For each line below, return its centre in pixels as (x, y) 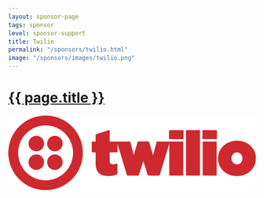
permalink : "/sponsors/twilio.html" (68, 50)
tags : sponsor (31, 25)
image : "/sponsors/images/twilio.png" (71, 58)
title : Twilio (31, 42)
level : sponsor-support (47, 33)
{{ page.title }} (57, 98)
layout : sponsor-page (44, 16)
